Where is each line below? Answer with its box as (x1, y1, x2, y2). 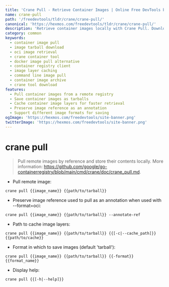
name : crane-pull (5, 12, 42, 17)
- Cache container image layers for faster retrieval (10, 101, 125, 106)
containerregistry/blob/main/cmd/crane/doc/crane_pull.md (17, 169, 140, 175)
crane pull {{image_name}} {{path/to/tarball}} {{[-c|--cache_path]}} (5, 231, 156, 236)
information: (17, 163, 43, 169)
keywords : (5, 36, 26, 41)
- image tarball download (10, 45, 64, 50)
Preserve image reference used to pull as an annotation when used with (12, 197, 162, 203)
